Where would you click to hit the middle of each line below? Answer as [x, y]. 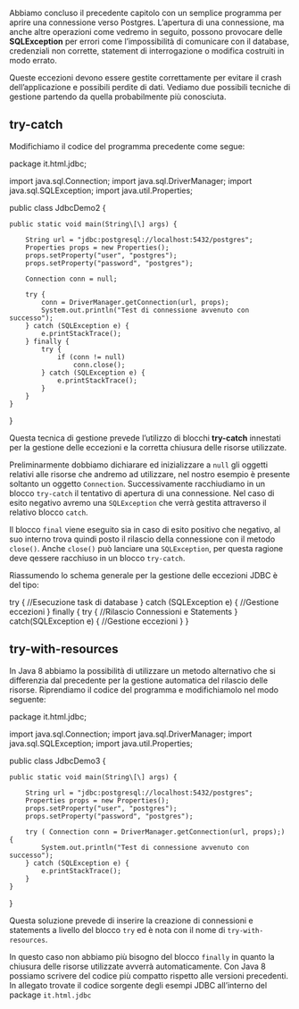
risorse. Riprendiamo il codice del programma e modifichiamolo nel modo [144, 689]
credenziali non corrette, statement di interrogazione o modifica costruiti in [147, 51]
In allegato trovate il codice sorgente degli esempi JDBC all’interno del [138, 985]
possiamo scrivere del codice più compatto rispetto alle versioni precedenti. [149, 975]
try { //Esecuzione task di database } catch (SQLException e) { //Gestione [144, 601]
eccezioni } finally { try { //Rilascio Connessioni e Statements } [124, 611]
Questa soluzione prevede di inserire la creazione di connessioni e [131, 921]
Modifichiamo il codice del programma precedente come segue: [127, 146]
